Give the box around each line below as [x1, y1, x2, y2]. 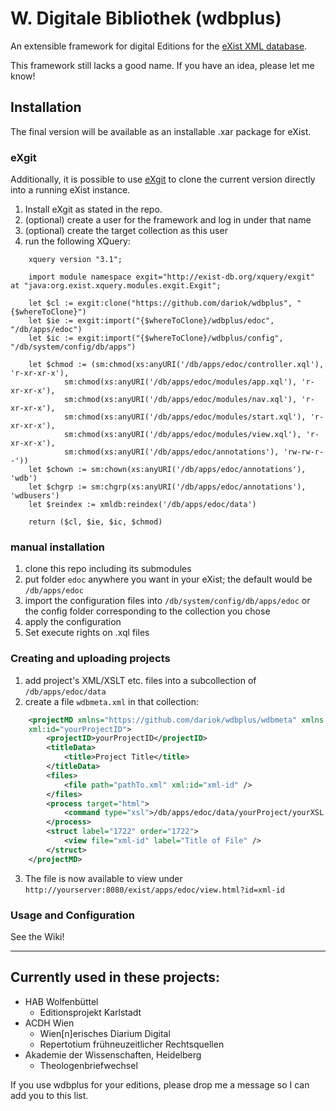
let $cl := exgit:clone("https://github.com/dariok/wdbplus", [28, 298, 293, 309]
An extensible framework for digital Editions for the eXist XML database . [10, 40, 308, 52]
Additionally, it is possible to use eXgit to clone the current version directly [10, 173, 316, 186]
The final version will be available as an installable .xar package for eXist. [10, 125, 312, 137]
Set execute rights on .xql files [24, 627, 150, 639]
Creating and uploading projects [10, 652, 171, 666]
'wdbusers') [10, 491, 60, 501]
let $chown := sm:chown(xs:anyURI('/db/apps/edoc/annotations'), [28, 465, 307, 475]
